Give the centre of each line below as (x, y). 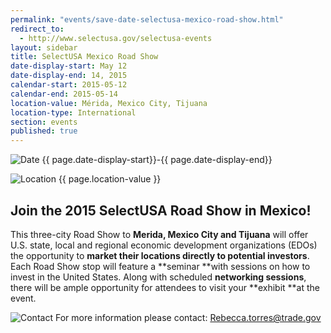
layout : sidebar (44, 47)
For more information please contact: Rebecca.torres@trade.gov (188, 317)
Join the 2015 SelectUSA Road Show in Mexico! (161, 210)
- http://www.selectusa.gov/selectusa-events (116, 38)
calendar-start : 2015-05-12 (69, 85)
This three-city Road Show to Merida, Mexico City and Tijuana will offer (159, 234)
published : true (44, 131)
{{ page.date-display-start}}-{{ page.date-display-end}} (157, 160)
